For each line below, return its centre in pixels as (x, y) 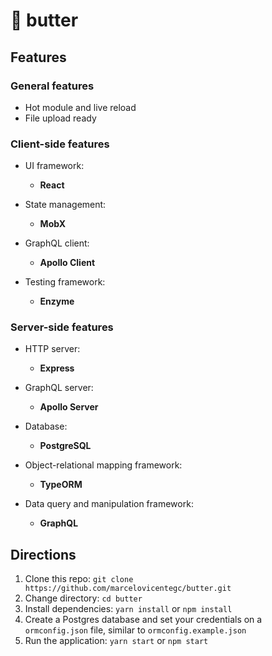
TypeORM (61, 485)
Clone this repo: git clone (79, 579)
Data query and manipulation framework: (109, 504)
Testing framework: (65, 282)
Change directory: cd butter (83, 598)
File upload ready (60, 118)
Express (57, 368)
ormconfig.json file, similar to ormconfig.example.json (135, 630)
